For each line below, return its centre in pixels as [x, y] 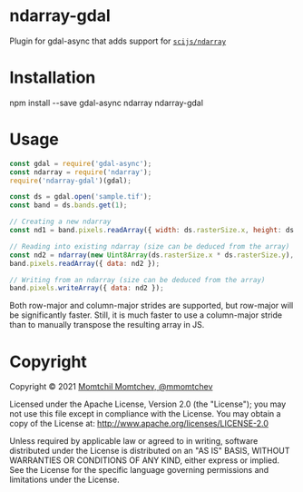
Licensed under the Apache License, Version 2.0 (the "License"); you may [148, 404]
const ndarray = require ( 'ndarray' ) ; [81, 172]
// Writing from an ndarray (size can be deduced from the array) [137, 280]
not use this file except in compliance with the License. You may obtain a [145, 414]
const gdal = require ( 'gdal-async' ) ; [81, 163]
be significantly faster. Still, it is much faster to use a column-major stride [146, 315]
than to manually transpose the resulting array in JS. [107, 325]
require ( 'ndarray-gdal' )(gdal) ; [70, 181]
